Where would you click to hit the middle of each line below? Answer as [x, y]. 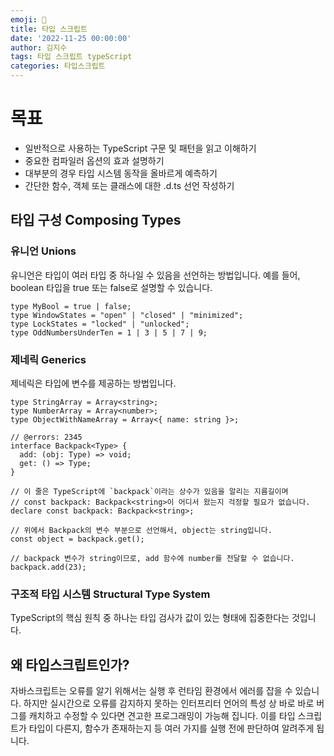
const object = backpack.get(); [77, 539]
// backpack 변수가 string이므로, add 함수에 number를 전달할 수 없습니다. [152, 558]
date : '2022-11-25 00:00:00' [71, 38]
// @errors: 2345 [46, 437]
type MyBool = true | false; [71, 306]
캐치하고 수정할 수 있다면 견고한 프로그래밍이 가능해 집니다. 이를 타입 [162, 716]
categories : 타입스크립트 [58, 66]
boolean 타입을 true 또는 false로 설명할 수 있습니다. [111, 287]
